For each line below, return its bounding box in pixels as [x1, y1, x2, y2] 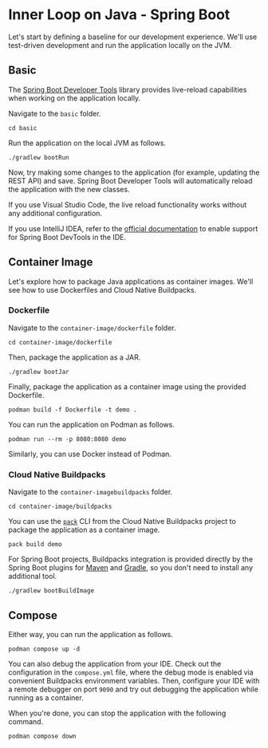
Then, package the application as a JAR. [8, 352, 141, 362]
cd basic [8, 124, 37, 132]
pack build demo [8, 541, 62, 549]
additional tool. [8, 572, 57, 581]
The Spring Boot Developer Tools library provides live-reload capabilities [8, 85, 247, 94]
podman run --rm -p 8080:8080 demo [8, 435, 127, 443]
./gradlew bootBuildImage [8, 587, 94, 595]
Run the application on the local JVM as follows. [8, 138, 166, 148]
